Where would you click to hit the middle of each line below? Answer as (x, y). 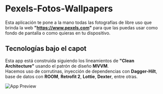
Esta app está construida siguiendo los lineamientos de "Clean (70, 61)
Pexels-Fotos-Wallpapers (59, 9)
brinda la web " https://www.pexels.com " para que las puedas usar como (81, 27)
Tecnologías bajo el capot (46, 48)
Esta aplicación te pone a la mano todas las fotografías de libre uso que (79, 22)
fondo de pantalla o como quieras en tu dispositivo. (58, 33)
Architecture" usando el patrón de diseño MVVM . (57, 66)
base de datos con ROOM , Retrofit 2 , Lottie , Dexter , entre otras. (72, 76)
